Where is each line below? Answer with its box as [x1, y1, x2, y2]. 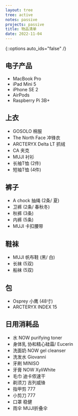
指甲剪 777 [12, 386, 36, 392]
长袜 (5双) [12, 261, 34, 267]
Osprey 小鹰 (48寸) [12, 298, 54, 304]
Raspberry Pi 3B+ [12, 97, 50, 103]
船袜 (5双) [12, 267, 34, 273]
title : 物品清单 [5, 27, 37, 32]
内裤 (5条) [12, 216, 34, 223]
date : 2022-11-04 [5, 31, 42, 36]
